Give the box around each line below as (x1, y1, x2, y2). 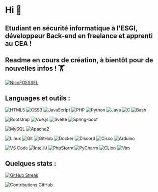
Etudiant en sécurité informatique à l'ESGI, (5, 24, 138, 32)
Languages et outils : (5, 94, 71, 102)
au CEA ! (5, 39, 32, 48)
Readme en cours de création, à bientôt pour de (5, 56, 154, 64)
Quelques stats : (5, 159, 56, 167)
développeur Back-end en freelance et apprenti (5, 31, 153, 40)
